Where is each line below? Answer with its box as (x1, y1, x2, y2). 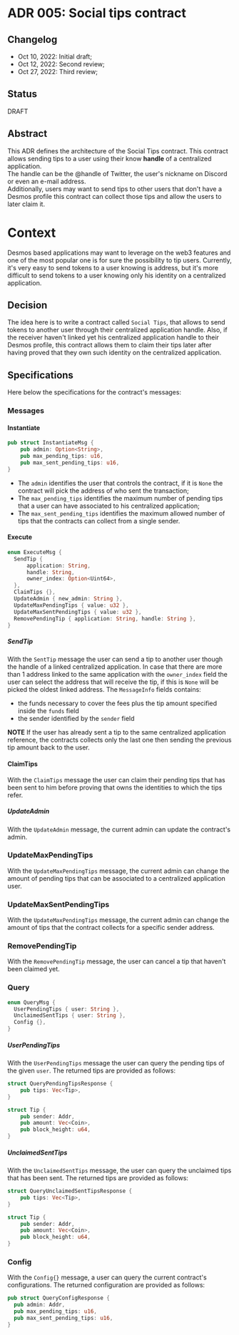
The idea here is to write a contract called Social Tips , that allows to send (7, 318, 226, 327)
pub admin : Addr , (14, 1301, 66, 1309)
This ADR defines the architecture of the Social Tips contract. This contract (7, 146, 228, 155)
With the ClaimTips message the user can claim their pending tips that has (7, 775, 226, 784)
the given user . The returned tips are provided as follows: (7, 1066, 176, 1075)
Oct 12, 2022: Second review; (17, 60, 105, 68)
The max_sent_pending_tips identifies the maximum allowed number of (17, 508, 225, 518)
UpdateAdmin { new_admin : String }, (14, 595, 123, 603)
